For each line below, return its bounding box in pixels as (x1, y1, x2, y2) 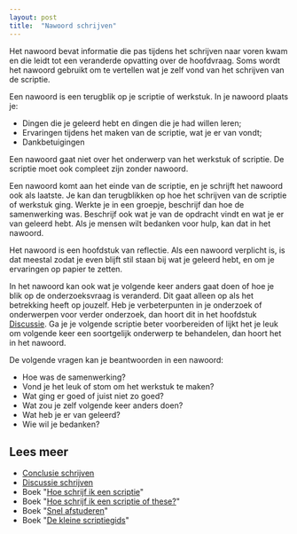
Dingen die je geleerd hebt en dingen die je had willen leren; (21, 117, 242, 129)
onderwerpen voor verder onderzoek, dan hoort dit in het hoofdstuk (9, 309, 257, 319)
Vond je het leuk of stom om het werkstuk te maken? (21, 381, 215, 391)
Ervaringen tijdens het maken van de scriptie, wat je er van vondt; (21, 127, 262, 137)
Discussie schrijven (21, 477, 94, 488)
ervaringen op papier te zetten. (9, 263, 122, 274)
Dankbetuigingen (21, 137, 85, 147)
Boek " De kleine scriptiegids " (21, 515, 130, 526)
